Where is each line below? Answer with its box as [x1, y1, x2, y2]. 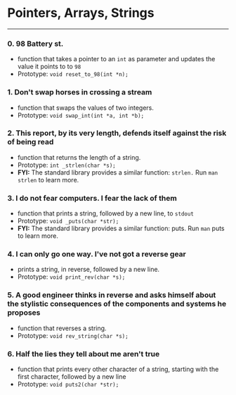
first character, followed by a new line [17, 372, 126, 381]
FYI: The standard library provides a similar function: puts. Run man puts [17, 224, 225, 233]
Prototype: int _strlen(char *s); [17, 161, 116, 169]
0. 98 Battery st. [7, 39, 64, 49]
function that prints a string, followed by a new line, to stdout [17, 209, 195, 218]
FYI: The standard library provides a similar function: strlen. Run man [17, 168, 218, 177]
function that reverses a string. [17, 324, 107, 332]
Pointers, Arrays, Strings [7, 5, 155, 21]
